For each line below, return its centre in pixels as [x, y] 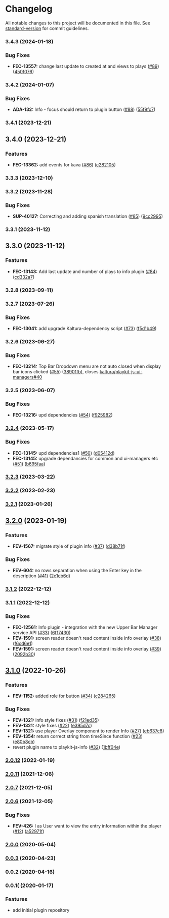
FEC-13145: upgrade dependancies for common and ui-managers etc [85, 458]
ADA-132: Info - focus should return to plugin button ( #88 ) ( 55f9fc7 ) [84, 109]
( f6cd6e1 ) [23, 643]
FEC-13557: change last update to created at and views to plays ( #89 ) [86, 66]
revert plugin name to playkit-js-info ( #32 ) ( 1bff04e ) [66, 747]
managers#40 [27, 377]
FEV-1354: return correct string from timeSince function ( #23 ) [78, 736]
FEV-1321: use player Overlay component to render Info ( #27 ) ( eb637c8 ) [88, 731]
